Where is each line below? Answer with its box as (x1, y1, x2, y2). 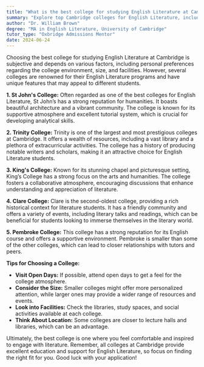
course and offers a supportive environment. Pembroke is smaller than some (6, 235, 198, 242)
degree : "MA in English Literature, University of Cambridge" (6, 25, 167, 32)
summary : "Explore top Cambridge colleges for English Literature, (6, 15, 181, 21)
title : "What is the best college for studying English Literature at (6, 8, 189, 15)
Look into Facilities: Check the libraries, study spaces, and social (15, 304, 179, 311)
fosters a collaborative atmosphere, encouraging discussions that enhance (6, 180, 194, 186)
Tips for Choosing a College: (6, 260, 80, 267)
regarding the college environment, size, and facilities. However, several (6, 67, 186, 73)
